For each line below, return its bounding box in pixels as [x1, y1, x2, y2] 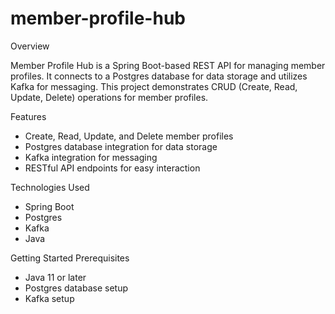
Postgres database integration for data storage [24, 140, 218, 152]
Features [10, 110, 47, 122]
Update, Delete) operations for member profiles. [10, 91, 209, 103]
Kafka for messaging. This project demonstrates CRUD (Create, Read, [10, 80, 298, 92]
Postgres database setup [24, 282, 128, 294]
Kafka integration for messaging [24, 151, 158, 163]
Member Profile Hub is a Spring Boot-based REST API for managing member [10, 59, 326, 71]
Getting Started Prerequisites [10, 252, 130, 264]
